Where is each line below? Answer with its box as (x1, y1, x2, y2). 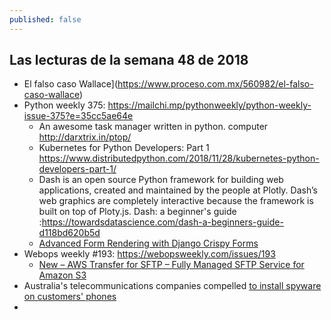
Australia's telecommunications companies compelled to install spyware (23, 280, 322, 292)
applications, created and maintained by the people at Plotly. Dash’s (38, 184, 318, 196)
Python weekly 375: (23, 99, 106, 111)
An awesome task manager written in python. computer (38, 121, 269, 133)
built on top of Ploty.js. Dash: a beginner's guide (38, 206, 237, 218)
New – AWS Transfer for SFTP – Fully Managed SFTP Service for (38, 259, 305, 271)
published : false (9, 14, 82, 25)
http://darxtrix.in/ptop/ (38, 131, 132, 143)
